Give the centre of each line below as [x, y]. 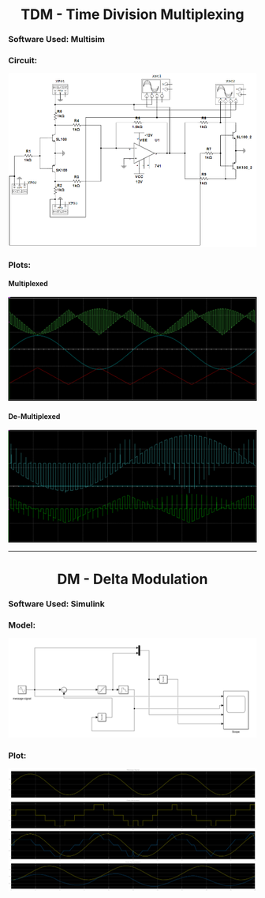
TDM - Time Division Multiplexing [132, 15]
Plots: [20, 265]
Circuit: [23, 61]
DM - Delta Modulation [132, 579]
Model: [22, 624]
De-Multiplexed [34, 416]
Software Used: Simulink [56, 604]
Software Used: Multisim [56, 40]
